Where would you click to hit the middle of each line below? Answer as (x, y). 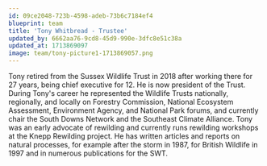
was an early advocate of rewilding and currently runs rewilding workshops (133, 127)
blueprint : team (35, 23)
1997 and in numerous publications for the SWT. (88, 153)
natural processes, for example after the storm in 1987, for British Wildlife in (133, 145)
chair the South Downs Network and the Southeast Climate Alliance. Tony (130, 119)
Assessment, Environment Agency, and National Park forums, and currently (133, 110)
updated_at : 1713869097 (48, 46)
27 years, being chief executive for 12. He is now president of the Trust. (127, 85)
